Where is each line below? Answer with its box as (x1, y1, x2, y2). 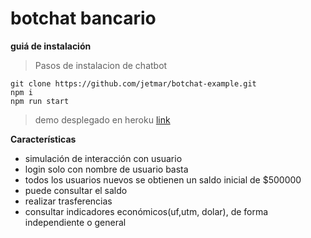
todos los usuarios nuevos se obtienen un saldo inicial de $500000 (24, 173, 302, 186)
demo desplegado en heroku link (34, 113, 171, 126)
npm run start (10, 96, 70, 106)
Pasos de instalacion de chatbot (34, 59, 168, 71)
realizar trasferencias (24, 195, 113, 207)
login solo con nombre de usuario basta (24, 163, 189, 175)
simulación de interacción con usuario (24, 152, 183, 164)
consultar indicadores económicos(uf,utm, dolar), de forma (24, 205, 269, 217)
